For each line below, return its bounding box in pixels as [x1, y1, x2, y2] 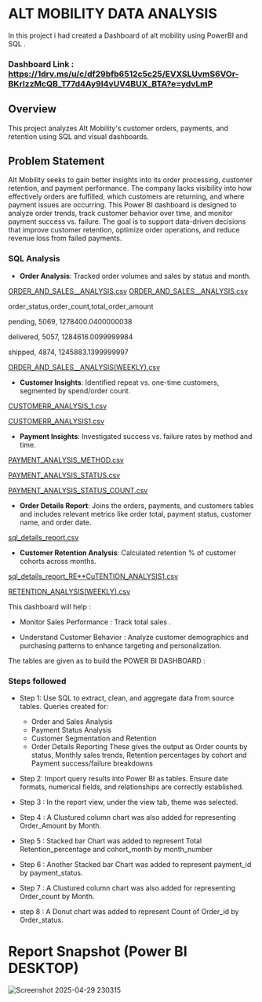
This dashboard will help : [8, 602, 92, 611]
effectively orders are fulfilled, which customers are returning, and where [8, 192, 245, 201]
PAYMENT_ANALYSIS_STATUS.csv [8, 470, 121, 480]
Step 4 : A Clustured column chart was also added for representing [19, 813, 237, 822]
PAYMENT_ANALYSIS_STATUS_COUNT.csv [8, 485, 148, 495]
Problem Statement [8, 155, 105, 168]
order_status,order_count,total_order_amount [8, 302, 154, 311]
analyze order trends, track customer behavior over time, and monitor [8, 209, 233, 218]
